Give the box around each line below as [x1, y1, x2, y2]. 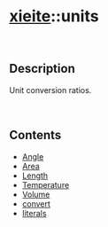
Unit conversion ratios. [9, 84, 92, 95]
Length [21, 170, 49, 181]
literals [21, 207, 47, 218]
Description [9, 61, 75, 76]
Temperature [21, 179, 70, 190]
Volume [21, 189, 50, 200]
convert [21, 198, 51, 209]
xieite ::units [9, 6, 99, 27]
